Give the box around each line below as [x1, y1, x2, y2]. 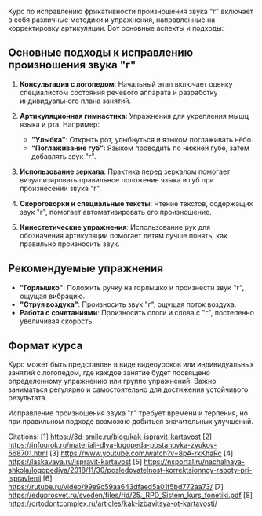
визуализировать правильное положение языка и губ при [19, 175, 214, 184]
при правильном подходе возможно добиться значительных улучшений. [8, 417, 253, 426]
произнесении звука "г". [19, 183, 102, 193]
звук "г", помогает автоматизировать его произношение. [19, 207, 212, 216]
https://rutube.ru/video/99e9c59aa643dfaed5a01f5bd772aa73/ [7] [8, 482, 224, 492]
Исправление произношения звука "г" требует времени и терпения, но [8, 408, 249, 418]
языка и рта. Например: [19, 120, 100, 129]
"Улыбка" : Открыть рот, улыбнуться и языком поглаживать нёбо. [31, 135, 253, 144]
